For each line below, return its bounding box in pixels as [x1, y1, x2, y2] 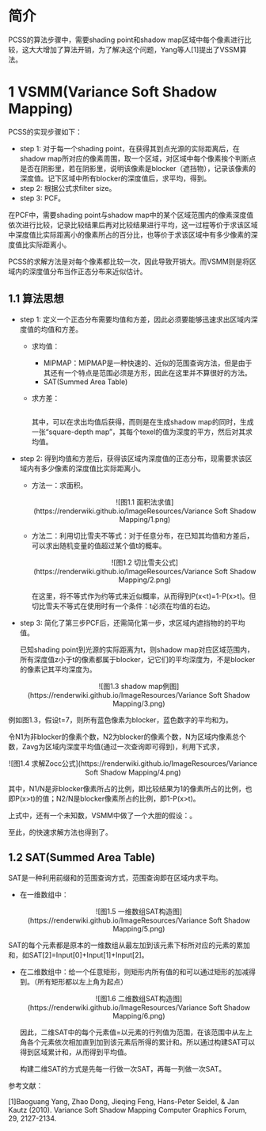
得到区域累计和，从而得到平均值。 [19, 1047, 131, 1057]
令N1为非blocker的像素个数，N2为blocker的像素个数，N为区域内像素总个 [8, 732, 247, 741]
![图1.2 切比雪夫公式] [111, 558, 179, 567]
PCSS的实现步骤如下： [8, 127, 83, 136]
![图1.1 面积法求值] [116, 497, 174, 507]
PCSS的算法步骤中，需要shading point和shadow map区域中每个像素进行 [8, 35, 245, 44]
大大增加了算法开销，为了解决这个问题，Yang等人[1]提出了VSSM [28, 44, 240, 54]
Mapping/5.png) [112, 923, 165, 933]
